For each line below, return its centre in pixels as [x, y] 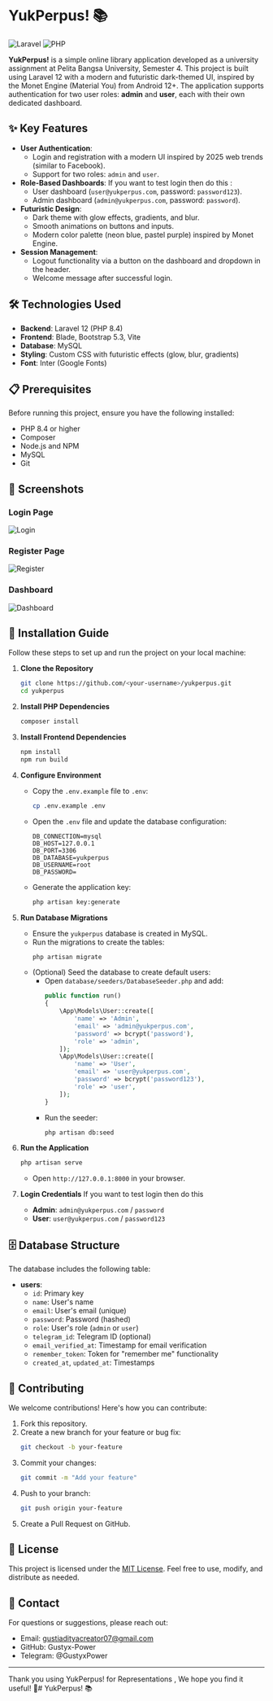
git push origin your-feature [71, 1508]
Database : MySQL [51, 345]
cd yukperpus [42, 691]
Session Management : [59, 252]
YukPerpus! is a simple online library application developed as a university [133, 59]
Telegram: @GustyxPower [64, 1656]
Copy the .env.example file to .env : [90, 791]
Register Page [37, 550]
